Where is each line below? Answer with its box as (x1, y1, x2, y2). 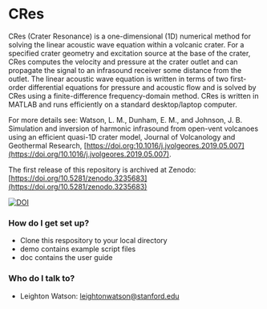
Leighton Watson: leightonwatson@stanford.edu (19, 291, 180, 301)
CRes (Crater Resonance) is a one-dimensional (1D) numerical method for (8, 31, 251, 41)
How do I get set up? (8, 218, 90, 229)
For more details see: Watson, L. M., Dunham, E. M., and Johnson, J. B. (8, 115, 243, 124)
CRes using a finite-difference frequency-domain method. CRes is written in (8, 91, 259, 100)
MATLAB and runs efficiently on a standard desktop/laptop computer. (8, 100, 238, 109)
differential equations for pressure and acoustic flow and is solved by (27, 82, 257, 92)
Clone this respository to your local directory (19, 236, 168, 246)
